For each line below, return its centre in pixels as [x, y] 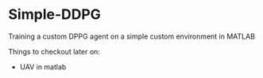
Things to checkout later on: [54, 51]
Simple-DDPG [55, 15]
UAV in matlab [43, 67]
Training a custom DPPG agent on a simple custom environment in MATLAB [132, 36]
